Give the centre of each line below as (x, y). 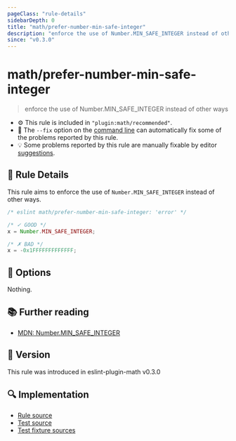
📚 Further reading (48, 312)
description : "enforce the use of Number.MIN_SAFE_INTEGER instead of (113, 33)
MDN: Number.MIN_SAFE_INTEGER (69, 333)
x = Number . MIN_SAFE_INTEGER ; (52, 231)
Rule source (35, 415)
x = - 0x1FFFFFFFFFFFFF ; (42, 251)
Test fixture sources (46, 430)
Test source (35, 423)
